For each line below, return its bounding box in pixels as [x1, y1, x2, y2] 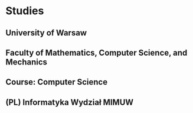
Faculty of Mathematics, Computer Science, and [5, 47, 188, 57]
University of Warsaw [5, 28, 87, 38]
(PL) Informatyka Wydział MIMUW [5, 97, 134, 107]
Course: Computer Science [5, 77, 107, 87]
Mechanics [5, 57, 48, 67]
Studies [5, 4, 44, 18]
